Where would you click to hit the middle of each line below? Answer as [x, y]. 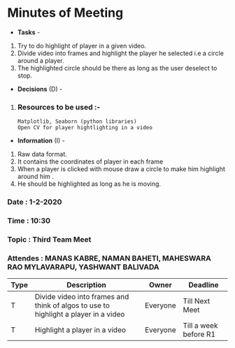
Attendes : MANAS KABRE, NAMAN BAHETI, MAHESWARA [109, 258]
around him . [36, 177]
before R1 [199, 335]
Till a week [200, 326]
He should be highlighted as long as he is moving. [89, 184]
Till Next [197, 301]
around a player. [41, 60]
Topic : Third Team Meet [49, 239]
